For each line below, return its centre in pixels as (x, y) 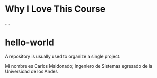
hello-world (30, 43)
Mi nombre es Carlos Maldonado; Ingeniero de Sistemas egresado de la (79, 66)
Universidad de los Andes (32, 71)
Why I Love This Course (55, 9)
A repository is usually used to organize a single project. (63, 56)
